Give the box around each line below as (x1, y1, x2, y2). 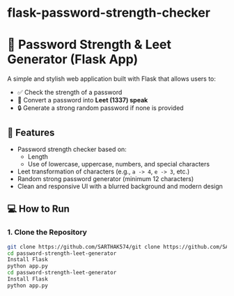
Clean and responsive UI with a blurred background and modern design (17, 182, 223, 190)
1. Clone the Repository (7, 228, 87, 237)
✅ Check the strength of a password (17, 88, 123, 97)
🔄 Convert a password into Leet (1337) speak (17, 96, 148, 104)
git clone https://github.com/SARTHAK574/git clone (7, 243, 160, 250)
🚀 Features (7, 127, 55, 139)
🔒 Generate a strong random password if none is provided (17, 104, 184, 112)
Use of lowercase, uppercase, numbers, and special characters (27, 159, 210, 168)
